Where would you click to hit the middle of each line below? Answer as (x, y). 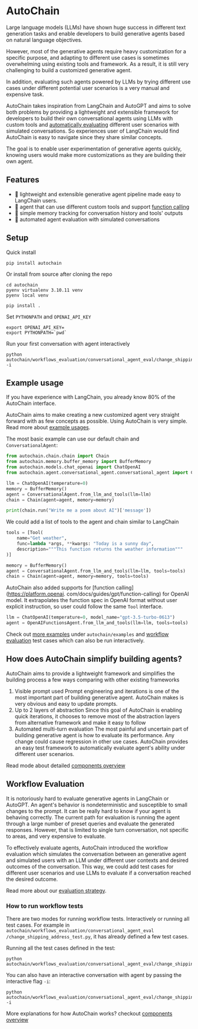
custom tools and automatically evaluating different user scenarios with (93, 124)
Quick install (21, 252)
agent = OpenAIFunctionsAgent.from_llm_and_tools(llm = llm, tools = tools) (97, 623)
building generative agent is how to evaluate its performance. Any (95, 735)
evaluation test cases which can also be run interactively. (75, 640)
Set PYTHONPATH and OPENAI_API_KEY (49, 316)
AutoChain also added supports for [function (60, 588)
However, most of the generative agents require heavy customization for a (96, 51)
